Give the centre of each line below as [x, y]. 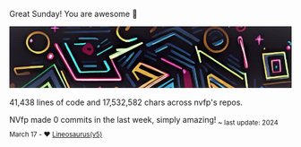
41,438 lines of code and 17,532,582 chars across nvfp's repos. [126, 102]
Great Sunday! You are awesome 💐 [73, 14]
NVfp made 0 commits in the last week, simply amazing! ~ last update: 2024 [144, 121]
